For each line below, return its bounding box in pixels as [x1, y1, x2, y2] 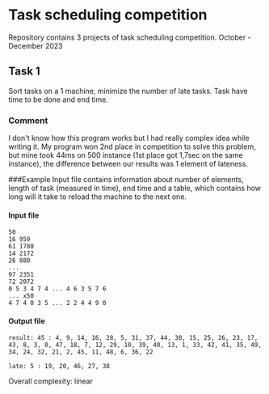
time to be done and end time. [8, 95, 109, 104]
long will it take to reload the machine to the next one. [8, 192, 187, 201]
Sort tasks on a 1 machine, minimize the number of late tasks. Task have [8, 86, 248, 95]
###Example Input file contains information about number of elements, [8, 175, 244, 184]
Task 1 [8, 65, 40, 78]
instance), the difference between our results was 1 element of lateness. [8, 159, 249, 169]
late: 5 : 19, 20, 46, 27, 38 [8, 362, 111, 371]
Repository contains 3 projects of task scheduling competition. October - [8, 32, 252, 42]
